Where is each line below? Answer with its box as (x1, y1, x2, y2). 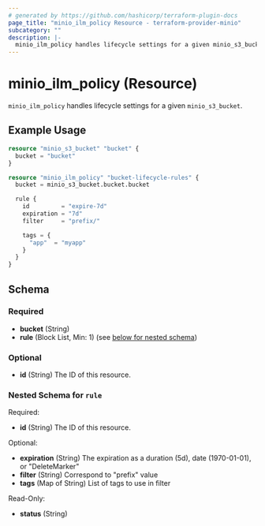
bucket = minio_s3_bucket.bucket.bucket (15, 181, 150, 189)
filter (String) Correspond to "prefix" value (19, 470, 159, 479)
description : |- (8, 33, 62, 42)
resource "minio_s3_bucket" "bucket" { (8, 144, 140, 152)
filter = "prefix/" (22, 217, 101, 225)
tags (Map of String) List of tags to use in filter (19, 479, 171, 488)
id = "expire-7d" (22, 203, 108, 211)
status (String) (19, 509, 69, 519)
